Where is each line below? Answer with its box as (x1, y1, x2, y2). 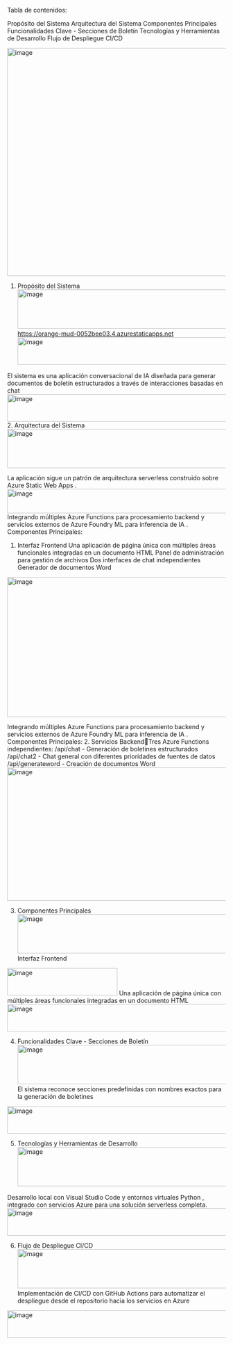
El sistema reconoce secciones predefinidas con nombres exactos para (17, 1085, 222, 1093)
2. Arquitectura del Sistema (7, 421, 85, 430)
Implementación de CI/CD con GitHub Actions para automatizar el (17, 1289, 206, 1297)
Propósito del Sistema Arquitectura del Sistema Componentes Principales (7, 19, 217, 27)
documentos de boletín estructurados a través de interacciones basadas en (7, 379, 223, 387)
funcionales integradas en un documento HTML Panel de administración (17, 548, 224, 557)
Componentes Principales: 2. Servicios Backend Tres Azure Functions (7, 737, 209, 746)
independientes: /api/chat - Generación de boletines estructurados (7, 745, 198, 753)
